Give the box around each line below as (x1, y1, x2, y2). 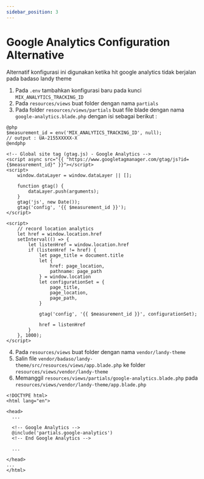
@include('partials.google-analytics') (12, 430, 113, 436)
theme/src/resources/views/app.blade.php (15, 362, 122, 369)
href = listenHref (38, 321, 86, 328)
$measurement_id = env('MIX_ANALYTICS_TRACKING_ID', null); (6, 129, 163, 136)
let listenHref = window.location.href (28, 241, 130, 247)
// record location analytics (17, 225, 94, 232)
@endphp (6, 140, 26, 146)
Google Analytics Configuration (6, 35, 171, 49)
